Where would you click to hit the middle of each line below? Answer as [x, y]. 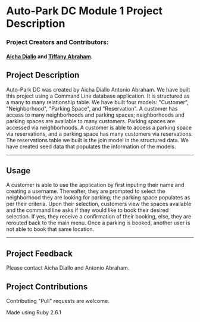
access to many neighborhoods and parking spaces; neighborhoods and [95, 115]
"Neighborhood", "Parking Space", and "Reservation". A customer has [92, 108]
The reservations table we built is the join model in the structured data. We [98, 140]
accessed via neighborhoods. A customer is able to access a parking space [99, 127]
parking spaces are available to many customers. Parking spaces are [91, 121]
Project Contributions [47, 287]
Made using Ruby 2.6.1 [34, 312]
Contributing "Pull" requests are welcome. [58, 301]
